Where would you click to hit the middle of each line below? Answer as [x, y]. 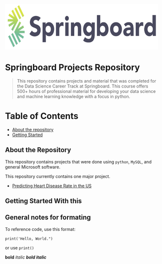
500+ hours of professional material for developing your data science [86, 91]
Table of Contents [42, 116]
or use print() [20, 247]
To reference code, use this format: [40, 229]
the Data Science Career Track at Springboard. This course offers [82, 86]
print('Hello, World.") [29, 239]
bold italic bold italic [26, 257]
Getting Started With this [43, 201]
